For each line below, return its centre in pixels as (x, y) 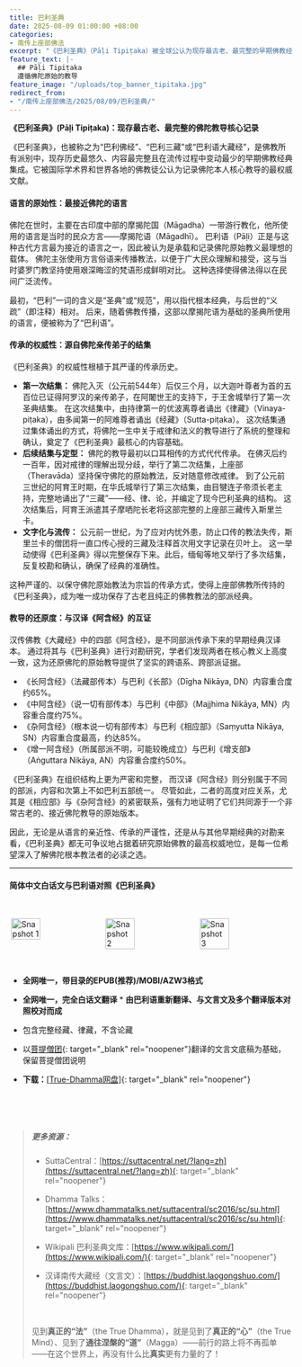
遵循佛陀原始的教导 (48, 76)
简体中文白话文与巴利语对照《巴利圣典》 (84, 885)
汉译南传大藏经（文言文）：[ (95, 1276)
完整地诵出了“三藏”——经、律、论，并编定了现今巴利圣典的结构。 (160, 498)
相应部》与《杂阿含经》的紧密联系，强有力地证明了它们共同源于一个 (159, 801)
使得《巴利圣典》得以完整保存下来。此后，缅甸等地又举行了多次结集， (160, 554)
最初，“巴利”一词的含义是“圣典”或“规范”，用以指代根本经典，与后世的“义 (144, 300)
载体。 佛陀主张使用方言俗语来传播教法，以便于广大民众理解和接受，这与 (144, 258)
